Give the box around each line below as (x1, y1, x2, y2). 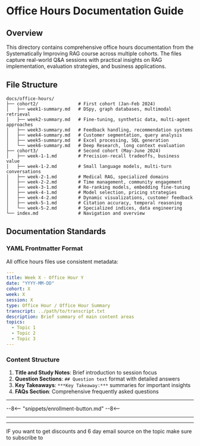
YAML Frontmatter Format (6, 244, 83, 252)
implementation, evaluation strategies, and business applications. (6, 63, 167, 70)
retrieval (6, 111, 31, 117)
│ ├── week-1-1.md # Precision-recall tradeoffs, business (6, 153, 180, 159)
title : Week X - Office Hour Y (6, 275, 84, 281)
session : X (6, 297, 33, 303)
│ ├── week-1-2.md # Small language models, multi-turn (6, 163, 171, 169)
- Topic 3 (11, 336, 36, 342)
